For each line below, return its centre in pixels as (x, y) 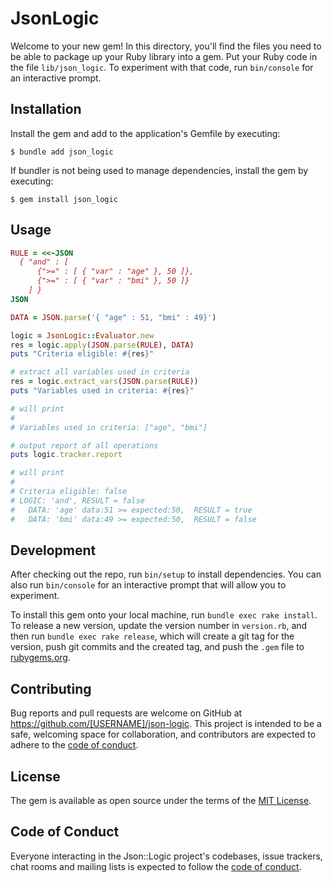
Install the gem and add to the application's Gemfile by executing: (145, 133)
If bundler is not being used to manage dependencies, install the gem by (159, 170)
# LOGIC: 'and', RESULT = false (77, 500)
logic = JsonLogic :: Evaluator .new (82, 335)
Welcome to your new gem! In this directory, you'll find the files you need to (166, 46)
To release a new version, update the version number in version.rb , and (159, 626)
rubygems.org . (40, 658)
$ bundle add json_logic (62, 152)
